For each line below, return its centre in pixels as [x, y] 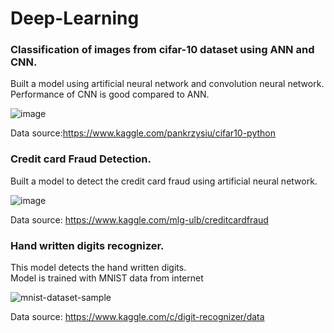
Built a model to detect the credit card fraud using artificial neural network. [164, 181]
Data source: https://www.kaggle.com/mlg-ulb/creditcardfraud [139, 219]
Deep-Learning [75, 18]
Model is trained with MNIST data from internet [107, 278]
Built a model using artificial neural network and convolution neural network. [167, 84]
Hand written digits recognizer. [87, 245]
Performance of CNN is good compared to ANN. [110, 94]
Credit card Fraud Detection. [81, 159]
